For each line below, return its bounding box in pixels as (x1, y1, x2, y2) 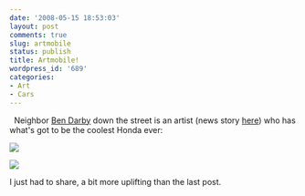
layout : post (9, 22, 59, 31)
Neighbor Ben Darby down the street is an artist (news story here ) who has (13, 115, 297, 126)
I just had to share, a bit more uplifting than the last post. (9, 176, 222, 187)
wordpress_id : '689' (9, 65, 89, 74)
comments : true (9, 30, 68, 39)
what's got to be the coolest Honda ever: (9, 124, 163, 135)
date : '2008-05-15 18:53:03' (9, 13, 121, 23)
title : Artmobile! (9, 56, 79, 65)
